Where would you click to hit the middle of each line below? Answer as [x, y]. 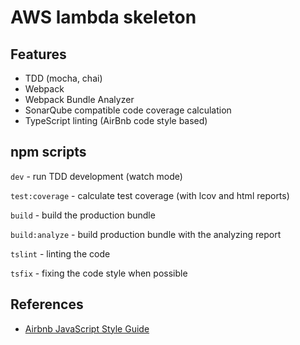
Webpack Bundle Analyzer [79, 99]
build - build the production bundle [83, 215]
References [47, 304]
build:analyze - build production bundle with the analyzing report [146, 234]
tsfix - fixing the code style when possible [99, 273]
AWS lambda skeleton [103, 17]
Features [38, 54]
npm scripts [48, 152]
